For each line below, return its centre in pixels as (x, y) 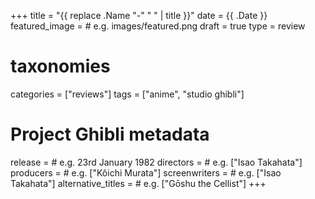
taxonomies (60, 66)
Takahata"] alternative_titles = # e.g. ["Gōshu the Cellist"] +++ (138, 183)
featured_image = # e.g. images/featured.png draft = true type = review (158, 26)
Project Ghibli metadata (110, 134)
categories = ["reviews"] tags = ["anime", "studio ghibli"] (127, 94)
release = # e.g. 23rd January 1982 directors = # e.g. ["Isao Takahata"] (156, 162)
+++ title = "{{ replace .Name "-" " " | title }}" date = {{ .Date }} (139, 15)
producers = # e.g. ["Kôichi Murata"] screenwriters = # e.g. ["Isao (146, 172)
